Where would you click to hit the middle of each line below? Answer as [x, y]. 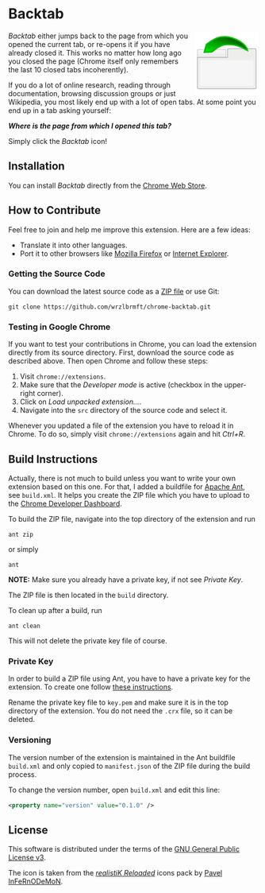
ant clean [25, 626]
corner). [50, 394]
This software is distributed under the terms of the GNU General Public [124, 849]
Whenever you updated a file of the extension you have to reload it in [121, 425]
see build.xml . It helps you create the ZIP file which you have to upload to [129, 495]
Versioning [30, 740]
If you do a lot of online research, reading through [89, 85]
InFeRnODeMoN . [36, 881]
